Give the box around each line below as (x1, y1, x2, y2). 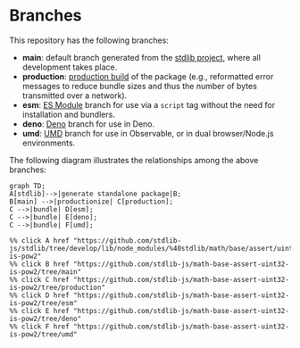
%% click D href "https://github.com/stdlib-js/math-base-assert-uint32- (9, 291, 290, 300)
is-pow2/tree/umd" (9, 329, 78, 339)
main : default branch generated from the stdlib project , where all (21, 52, 262, 62)
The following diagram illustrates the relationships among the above (9, 154, 259, 165)
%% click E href (9, 306, 70, 315)
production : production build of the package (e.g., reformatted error (21, 70, 274, 81)
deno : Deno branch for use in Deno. (21, 118, 155, 129)
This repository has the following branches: (9, 35, 170, 46)
